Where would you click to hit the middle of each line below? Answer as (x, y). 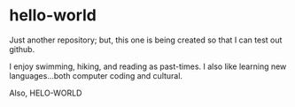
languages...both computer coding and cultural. (96, 75)
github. (22, 49)
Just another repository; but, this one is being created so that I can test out (146, 40)
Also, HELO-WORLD (46, 93)
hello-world (53, 15)
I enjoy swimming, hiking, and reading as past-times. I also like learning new (148, 66)
